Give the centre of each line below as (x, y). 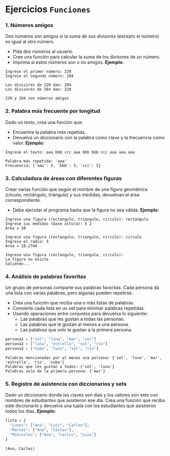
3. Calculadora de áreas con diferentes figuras (63, 178)
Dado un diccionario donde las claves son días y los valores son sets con (82, 395)
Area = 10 (16, 228)
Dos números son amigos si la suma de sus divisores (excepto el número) (82, 36)
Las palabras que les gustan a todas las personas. (73, 319)
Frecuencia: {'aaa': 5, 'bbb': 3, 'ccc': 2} (53, 165)
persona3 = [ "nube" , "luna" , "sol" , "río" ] (52, 349)
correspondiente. (23, 200)
